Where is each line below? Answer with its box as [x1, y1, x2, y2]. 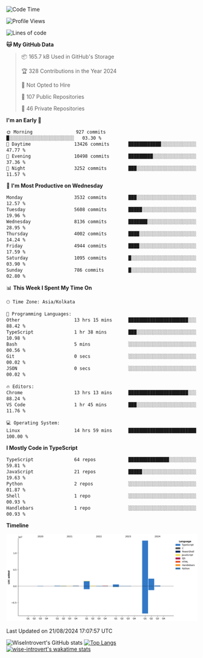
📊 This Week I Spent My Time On [6, 285, 92, 291]
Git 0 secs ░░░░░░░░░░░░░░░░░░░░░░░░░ [6, 354, 197, 360]
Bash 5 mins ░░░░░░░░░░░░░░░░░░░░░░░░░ [6, 341, 197, 347]
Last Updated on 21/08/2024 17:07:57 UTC [6, 627, 113, 635]
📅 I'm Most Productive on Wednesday [6, 182, 103, 189]
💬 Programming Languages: [6, 311, 72, 317]
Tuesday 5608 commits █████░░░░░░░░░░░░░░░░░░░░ [6, 206, 197, 212]
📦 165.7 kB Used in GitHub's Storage [21, 53, 115, 60]
